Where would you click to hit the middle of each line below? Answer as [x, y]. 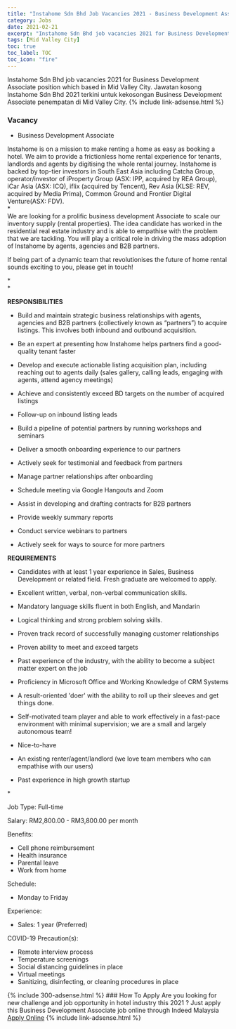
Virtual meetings [41, 974]
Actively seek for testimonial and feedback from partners [100, 463]
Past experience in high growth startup [73, 780]
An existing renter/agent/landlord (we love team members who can [114, 759]
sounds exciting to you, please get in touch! [70, 267]
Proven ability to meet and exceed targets [78, 648]
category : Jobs [29, 20]
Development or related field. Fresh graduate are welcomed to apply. [117, 579]
